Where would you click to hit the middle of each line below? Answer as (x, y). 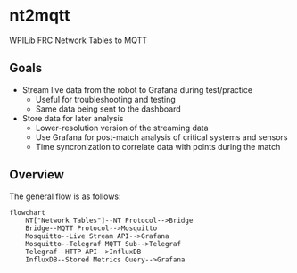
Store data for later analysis (73, 118)
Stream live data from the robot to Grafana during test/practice (137, 89)
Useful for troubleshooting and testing (105, 99)
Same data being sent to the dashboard (108, 109)
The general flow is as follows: (66, 196)
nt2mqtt (40, 16)
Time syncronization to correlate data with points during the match (158, 146)
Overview (37, 175)
